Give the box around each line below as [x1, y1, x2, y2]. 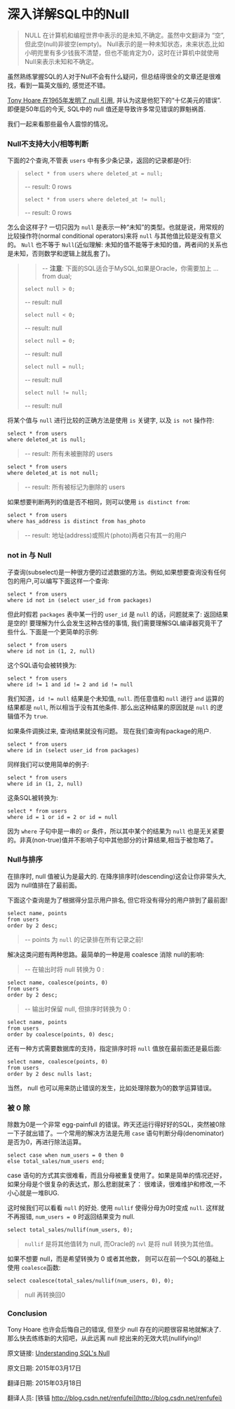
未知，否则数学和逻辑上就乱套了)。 [13, 249, 114, 258]
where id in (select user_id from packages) [7, 747, 140, 754]
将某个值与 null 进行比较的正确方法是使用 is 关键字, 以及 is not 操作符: [7, 416, 215, 425]
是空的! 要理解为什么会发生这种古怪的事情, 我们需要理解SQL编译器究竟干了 [7, 619, 223, 627]
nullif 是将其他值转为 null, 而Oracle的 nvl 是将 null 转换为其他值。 [24, 1240, 217, 1248]
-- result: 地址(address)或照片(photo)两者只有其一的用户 [24, 531, 187, 539]
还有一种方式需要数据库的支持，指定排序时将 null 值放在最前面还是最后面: [7, 1044, 222, 1052]
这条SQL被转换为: [7, 793, 58, 801]
